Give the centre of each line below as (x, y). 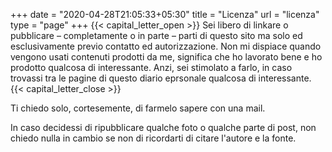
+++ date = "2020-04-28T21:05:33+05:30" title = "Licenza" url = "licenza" (165, 14)
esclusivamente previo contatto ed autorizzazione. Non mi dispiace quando (166, 46)
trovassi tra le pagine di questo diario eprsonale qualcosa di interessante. (161, 78)
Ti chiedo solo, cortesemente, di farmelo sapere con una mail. (138, 108)
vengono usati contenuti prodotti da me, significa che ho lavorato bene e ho (166, 57)
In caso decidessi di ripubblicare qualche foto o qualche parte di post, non (163, 127)
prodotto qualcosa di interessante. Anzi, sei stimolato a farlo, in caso (151, 67)
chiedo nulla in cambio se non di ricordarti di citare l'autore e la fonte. (153, 138)
